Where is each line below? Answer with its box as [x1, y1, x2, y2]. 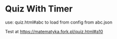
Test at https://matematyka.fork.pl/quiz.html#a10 [5, 28, 103, 34]
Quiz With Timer [5, 3, 73, 14]
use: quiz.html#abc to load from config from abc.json [5, 19, 113, 25]
